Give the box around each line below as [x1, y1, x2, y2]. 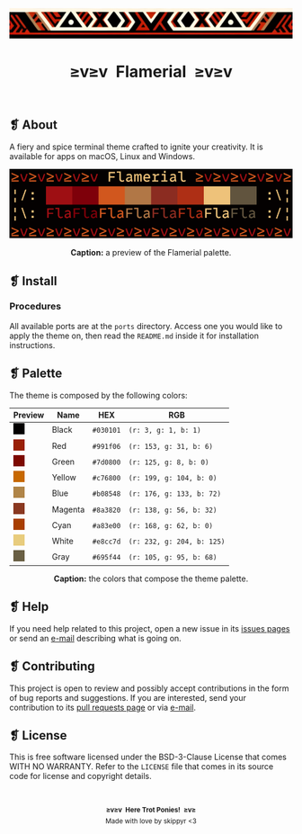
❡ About [9, 117, 58, 133]
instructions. [9, 339, 56, 350]
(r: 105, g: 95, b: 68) [128, 553, 218, 562]
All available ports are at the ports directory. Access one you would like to [9, 320, 283, 331]
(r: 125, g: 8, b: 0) [128, 458, 209, 467]
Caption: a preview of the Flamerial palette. [70, 247, 232, 258]
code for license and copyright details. [9, 771, 152, 782]
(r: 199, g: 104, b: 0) [128, 474, 218, 483]
